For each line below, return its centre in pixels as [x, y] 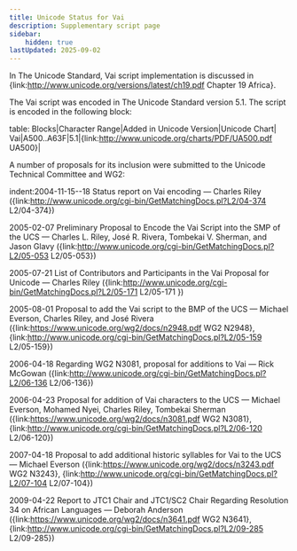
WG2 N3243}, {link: [45, 474]
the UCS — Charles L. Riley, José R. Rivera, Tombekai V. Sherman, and [138, 237]
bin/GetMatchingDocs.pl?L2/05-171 [74, 292]
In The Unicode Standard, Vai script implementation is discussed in [132, 75]
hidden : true [49, 42]
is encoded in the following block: [71, 112]
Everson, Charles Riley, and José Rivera [82, 319]
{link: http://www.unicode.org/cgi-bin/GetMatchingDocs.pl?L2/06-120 [136, 429]
